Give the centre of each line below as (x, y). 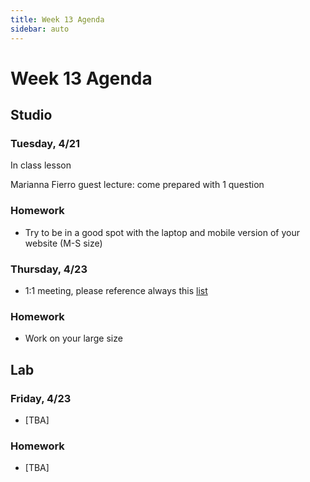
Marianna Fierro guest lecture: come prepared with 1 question (137, 185)
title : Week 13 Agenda (57, 19)
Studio (31, 115)
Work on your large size (73, 338)
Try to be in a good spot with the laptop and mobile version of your (162, 232)
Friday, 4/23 (41, 398)
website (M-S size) (63, 243)
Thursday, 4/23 (49, 269)
